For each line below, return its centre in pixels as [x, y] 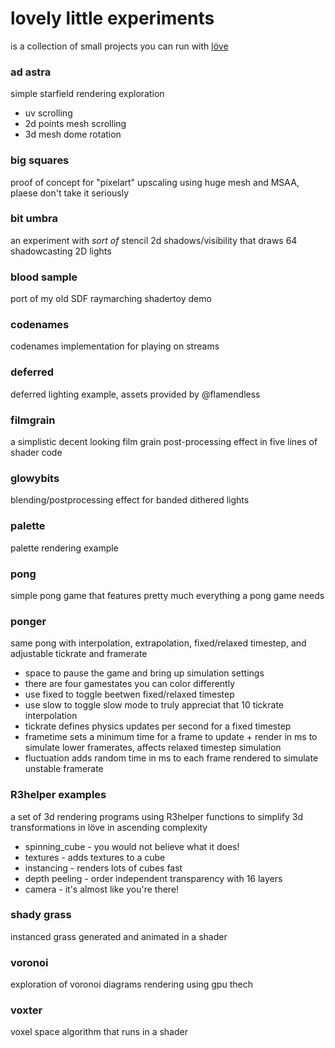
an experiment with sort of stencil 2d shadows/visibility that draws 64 [154, 240]
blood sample [44, 277]
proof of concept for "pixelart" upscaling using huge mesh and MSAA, [155, 182]
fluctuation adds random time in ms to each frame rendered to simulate [171, 758]
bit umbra [34, 219]
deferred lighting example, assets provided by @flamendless [135, 394]
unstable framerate [64, 769]
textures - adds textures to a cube [95, 857]
